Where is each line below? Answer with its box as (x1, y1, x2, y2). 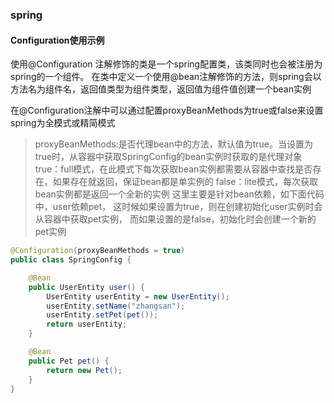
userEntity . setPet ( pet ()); (46, 310, 159, 320)
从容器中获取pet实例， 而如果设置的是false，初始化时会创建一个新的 (34, 213, 317, 225)
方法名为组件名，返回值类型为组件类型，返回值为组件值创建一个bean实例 (10, 83, 312, 95)
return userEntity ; (46, 319, 128, 330)
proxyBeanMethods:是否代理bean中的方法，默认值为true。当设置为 (34, 138, 314, 150)
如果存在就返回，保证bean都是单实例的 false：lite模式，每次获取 (52, 176, 318, 188)
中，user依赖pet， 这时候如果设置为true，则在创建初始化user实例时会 (34, 201, 323, 213)
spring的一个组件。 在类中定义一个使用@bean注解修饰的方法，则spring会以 (10, 71, 322, 83)
